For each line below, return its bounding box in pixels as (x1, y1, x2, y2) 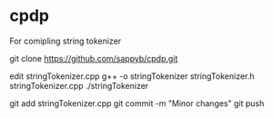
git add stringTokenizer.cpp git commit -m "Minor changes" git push (9, 97, 265, 109)
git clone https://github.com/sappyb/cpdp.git (9, 53, 178, 64)
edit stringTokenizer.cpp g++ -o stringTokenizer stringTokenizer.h (9, 70, 255, 82)
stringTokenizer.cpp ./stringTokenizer (9, 80, 149, 91)
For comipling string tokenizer (9, 35, 122, 46)
